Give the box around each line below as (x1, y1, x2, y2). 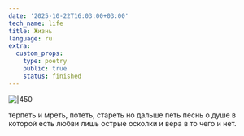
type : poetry (23, 57, 68, 66)
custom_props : (15, 49, 63, 57)
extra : (8, 42, 31, 50)
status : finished (23, 72, 82, 80)
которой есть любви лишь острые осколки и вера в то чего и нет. (8, 118, 237, 128)
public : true (23, 65, 68, 73)
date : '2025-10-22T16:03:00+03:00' (8, 11, 129, 20)
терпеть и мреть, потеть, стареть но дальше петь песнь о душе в (8, 110, 237, 120)
